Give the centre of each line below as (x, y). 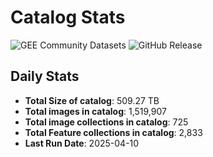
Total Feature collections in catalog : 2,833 (113, 132)
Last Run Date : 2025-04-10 (82, 143)
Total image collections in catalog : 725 (106, 122)
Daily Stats (45, 76)
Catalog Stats (68, 17)
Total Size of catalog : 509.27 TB (92, 100)
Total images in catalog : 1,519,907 (95, 111)
